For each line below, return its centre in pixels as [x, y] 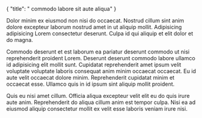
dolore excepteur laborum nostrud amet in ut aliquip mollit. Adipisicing [94, 27]
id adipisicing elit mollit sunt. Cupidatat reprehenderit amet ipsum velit [94, 64]
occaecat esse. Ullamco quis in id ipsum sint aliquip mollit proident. [91, 84]
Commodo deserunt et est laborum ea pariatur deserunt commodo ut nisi [98, 52]
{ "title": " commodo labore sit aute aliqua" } [61, 9]
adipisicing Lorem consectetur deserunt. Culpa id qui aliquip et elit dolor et [100, 33]
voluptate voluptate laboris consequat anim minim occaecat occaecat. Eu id [101, 71]
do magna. [20, 40]
